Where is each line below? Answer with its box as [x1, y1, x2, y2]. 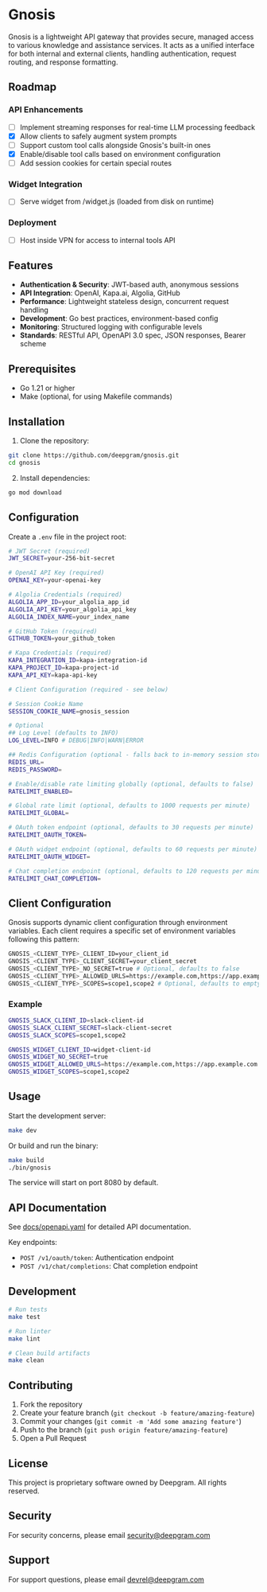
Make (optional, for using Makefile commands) [19, 392, 172, 401]
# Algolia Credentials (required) [8, 591, 123, 599]
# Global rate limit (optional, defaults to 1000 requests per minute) [8, 802, 250, 810]
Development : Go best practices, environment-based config [19, 314, 219, 323]
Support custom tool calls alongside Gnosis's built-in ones [19, 140, 211, 150]
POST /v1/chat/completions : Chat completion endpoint [19, 1262, 199, 1271]
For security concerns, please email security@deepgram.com [8, 1530, 211, 1539]
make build [8, 1156, 44, 1164]
